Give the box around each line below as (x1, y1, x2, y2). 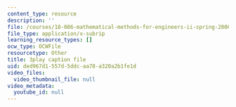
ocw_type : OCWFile (7, 43, 61, 50)
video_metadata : (7, 82, 55, 89)
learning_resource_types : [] (7, 37, 93, 44)
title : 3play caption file (7, 56, 86, 63)
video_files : (7, 69, 46, 76)
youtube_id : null (13, 89, 65, 96)
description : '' (7, 17, 55, 24)
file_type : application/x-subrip (7, 30, 105, 37)
